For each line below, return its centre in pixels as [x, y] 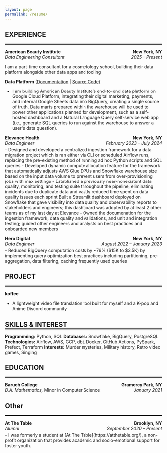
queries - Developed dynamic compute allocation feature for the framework [83, 166]
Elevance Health [22, 138]
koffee [12, 294]
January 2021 [148, 390]
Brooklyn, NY [148, 423]
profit [11, 440]
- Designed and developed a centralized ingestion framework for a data [78, 150]
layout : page [19, 10]
